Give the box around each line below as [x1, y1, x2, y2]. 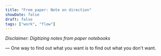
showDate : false [5, 12, 39, 17]
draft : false [5, 17, 33, 22]
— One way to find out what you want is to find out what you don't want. [5, 45, 156, 51]
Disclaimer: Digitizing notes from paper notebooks [5, 35, 110, 41]
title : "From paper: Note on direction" [5, 7, 92, 13]
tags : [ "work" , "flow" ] [5, 21, 56, 27]
